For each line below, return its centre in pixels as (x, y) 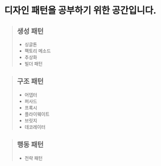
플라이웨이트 (37, 114)
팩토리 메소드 (38, 51)
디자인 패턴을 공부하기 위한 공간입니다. (80, 11)
